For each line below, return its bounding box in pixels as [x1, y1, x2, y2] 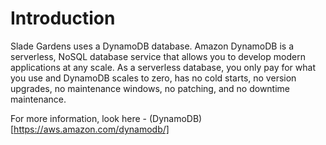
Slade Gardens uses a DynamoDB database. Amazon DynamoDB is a [10, 40, 294, 52]
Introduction [10, 7, 116, 30]
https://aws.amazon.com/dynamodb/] [13, 123, 170, 135]
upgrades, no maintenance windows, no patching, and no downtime [10, 82, 291, 94]
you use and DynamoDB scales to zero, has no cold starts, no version [10, 72, 297, 84]
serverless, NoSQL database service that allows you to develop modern [10, 50, 306, 62]
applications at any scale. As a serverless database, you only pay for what [10, 61, 317, 73]
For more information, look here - [10, 112, 147, 124]
